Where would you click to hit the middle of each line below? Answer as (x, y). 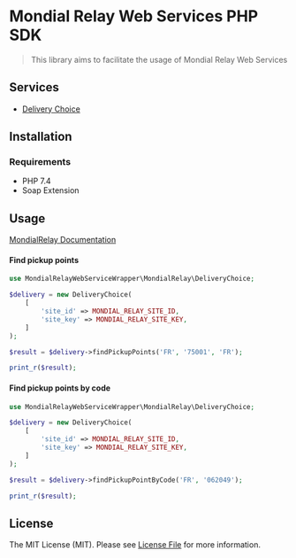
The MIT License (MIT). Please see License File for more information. (135, 545)
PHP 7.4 (36, 181)
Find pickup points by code (60, 388)
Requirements (40, 162)
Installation (41, 137)
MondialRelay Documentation (63, 240)
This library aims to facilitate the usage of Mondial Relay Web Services (159, 59)
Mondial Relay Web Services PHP (134, 16)
